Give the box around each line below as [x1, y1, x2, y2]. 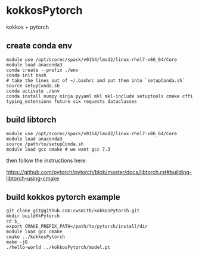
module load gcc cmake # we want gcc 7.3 [6, 146, 111, 153]
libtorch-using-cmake [6, 175, 60, 182]
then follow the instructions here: [6, 157, 88, 164]
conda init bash [6, 72, 46, 78]
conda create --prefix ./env [6, 67, 79, 73]
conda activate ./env [6, 88, 60, 94]
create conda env [6, 41, 73, 51]
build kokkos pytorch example [6, 192, 120, 202]
